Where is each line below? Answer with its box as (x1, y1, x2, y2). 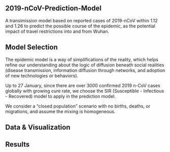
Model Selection (5, 43, 58, 52)
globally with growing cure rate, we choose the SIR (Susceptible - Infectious (5, 88, 164, 94)
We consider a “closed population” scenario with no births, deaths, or (5, 103, 151, 109)
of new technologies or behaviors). (5, 72, 79, 79)
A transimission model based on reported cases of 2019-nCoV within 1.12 (5, 17, 158, 23)
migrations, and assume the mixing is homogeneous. (5, 108, 116, 115)
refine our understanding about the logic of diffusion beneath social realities (5, 62, 164, 68)
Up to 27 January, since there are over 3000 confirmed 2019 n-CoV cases (5, 82, 161, 88)
